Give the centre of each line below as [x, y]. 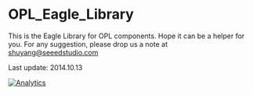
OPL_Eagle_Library [71, 14]
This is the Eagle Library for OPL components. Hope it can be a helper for [127, 36]
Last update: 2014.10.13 [45, 67]
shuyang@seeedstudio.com [53, 52]
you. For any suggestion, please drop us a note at [88, 44]
